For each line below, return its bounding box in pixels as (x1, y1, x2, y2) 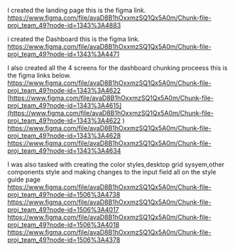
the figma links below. (7, 71, 71, 79)
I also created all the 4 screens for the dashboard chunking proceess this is (7, 64, 228, 72)
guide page (7, 175, 41, 184)
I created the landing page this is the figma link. (7, 6, 146, 14)
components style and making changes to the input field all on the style (7, 168, 217, 176)
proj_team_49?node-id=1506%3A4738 (7, 191, 121, 199)
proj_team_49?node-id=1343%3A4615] (7, 101, 122, 109)
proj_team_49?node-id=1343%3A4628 (7, 131, 121, 140)
